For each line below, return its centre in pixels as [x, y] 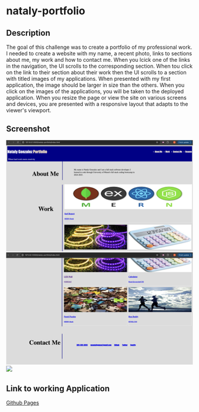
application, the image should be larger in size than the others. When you [95, 85]
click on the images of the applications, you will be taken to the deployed [95, 91]
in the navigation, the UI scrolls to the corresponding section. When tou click [99, 66]
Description [28, 33]
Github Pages [23, 403]
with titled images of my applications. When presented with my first [88, 79]
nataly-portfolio [46, 11]
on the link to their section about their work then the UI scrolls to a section [96, 72]
